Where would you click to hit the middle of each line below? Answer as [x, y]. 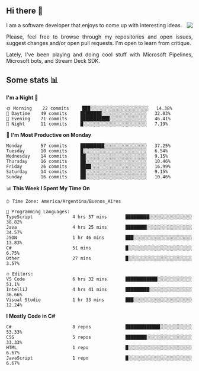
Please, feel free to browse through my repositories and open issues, [99, 37]
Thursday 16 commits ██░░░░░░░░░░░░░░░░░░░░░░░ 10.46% [88, 161]
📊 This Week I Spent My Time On [48, 188]
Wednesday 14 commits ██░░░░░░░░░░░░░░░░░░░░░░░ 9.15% [87, 156]
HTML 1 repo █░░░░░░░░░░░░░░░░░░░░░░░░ [99, 347]
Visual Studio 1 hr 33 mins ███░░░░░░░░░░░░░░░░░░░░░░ [99, 300]
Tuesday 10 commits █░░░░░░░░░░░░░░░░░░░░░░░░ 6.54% [87, 151]
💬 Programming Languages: [38, 212]
